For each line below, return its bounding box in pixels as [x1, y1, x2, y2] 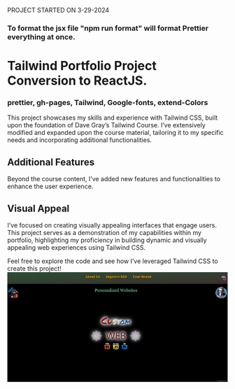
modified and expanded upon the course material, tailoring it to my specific [7, 129, 224, 137]
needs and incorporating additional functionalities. [7, 136, 152, 144]
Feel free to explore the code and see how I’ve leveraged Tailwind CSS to [7, 257, 218, 265]
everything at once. [7, 31, 76, 41]
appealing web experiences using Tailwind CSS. [7, 243, 145, 252]
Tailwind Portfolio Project [7, 58, 157, 74]
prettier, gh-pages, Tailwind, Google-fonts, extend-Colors [7, 98, 208, 108]
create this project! [7, 264, 62, 273]
